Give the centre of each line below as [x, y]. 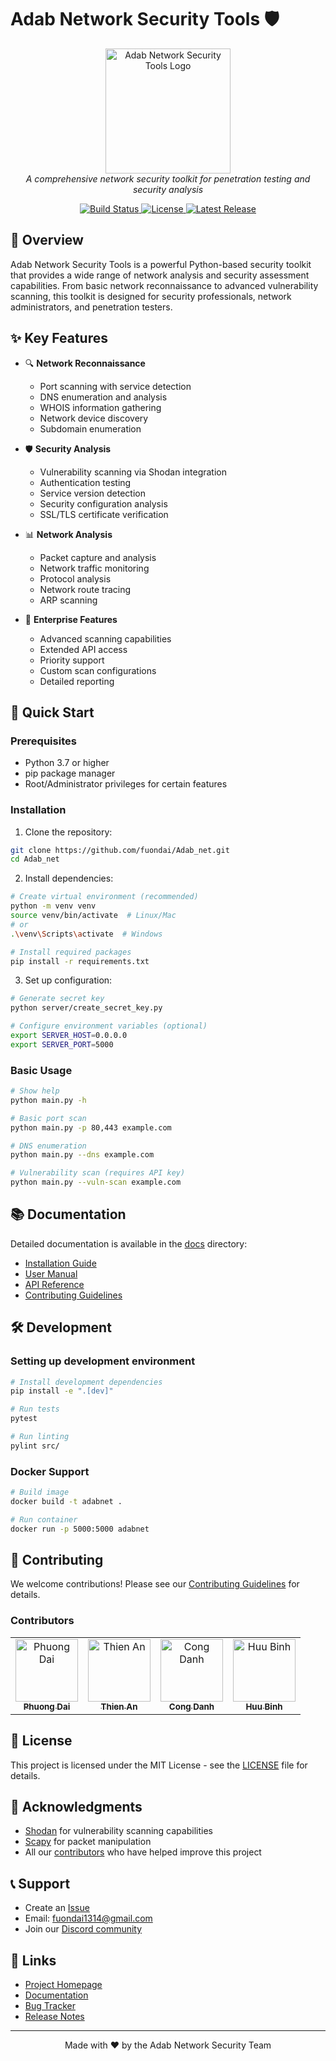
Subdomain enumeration [90, 428]
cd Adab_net [35, 859]
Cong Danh [191, 1706]
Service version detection [92, 493]
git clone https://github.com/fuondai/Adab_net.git [120, 850]
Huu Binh [264, 1706]
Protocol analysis [75, 578]
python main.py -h [48, 1100]
